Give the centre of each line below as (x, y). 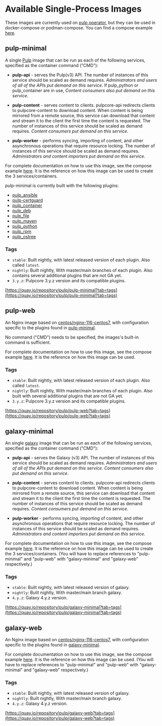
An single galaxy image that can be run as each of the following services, (79, 443)
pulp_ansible (25, 195)
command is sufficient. (28, 342)
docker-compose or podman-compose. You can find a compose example (79, 27)
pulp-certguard (27, 200)
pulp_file (21, 216)
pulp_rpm (22, 231)
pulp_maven (24, 221)
